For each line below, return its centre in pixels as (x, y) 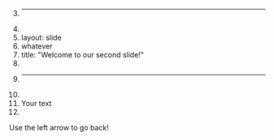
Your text (36, 103)
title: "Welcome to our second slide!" (83, 55)
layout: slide (41, 38)
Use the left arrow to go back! (59, 127)
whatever (37, 46)
